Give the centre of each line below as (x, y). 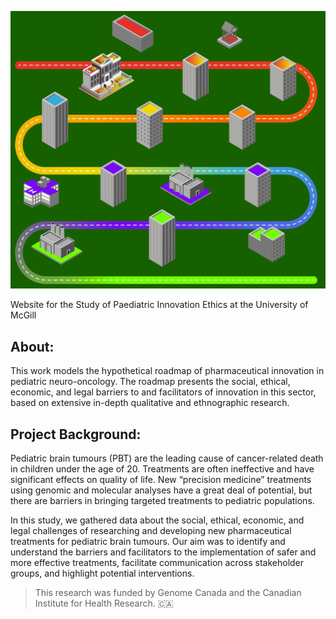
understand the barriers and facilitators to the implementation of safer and (163, 552)
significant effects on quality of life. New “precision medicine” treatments (161, 480)
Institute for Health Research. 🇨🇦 (104, 603)
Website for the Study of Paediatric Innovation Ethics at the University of (159, 305)
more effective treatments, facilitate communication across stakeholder (157, 563)
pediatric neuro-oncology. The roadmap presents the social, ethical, (150, 382)
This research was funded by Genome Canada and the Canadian (168, 593)
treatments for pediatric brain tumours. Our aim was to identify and (148, 542)
